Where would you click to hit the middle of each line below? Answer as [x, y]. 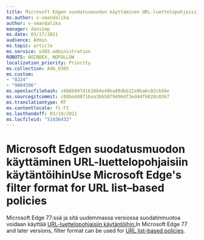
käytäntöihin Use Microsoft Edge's [94, 175]
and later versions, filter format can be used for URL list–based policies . [96, 231]
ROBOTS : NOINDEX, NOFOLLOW [40, 57]
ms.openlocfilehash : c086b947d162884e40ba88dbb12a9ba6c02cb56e [88, 91]
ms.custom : [20, 74]
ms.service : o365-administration [49, 52]
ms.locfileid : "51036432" [39, 119]
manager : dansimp [28, 29]
